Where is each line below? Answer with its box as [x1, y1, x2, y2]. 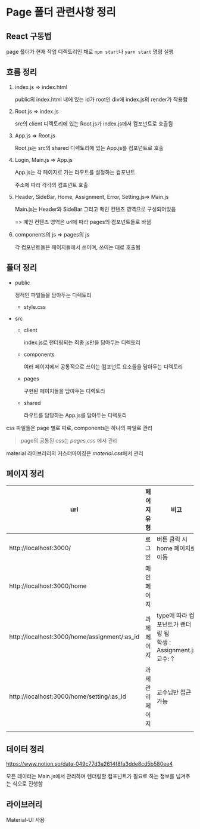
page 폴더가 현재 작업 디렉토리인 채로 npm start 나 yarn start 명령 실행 [6, 48, 174, 55]
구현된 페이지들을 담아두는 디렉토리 [23, 387, 105, 394]
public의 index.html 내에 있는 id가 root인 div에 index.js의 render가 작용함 [14, 96, 188, 103]
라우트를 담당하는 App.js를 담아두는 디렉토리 [23, 412, 127, 419]
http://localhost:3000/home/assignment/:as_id [9, 633, 140, 641]
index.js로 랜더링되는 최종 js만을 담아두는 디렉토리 [23, 339, 141, 346]
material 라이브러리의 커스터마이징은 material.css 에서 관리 [6, 449, 144, 457]
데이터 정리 [6, 744, 45, 754]
